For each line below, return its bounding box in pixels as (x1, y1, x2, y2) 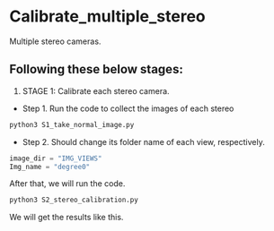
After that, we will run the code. (9, 178, 126, 189)
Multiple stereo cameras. (9, 36, 102, 47)
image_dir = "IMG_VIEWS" (9, 154, 102, 163)
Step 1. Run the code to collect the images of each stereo (22, 103, 234, 114)
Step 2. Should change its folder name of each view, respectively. (22, 136, 265, 147)
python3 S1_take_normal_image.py (9, 120, 135, 129)
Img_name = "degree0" (9, 162, 91, 171)
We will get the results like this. (9, 212, 124, 223)
